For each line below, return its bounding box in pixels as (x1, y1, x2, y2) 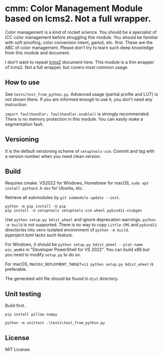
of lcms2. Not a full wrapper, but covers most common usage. (5, 64, 129, 70)
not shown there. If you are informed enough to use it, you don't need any (5, 96, 153, 102)
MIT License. (5, 347, 31, 352)
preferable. (5, 266, 27, 272)
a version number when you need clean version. (5, 153, 101, 159)
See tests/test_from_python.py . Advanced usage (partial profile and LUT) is (5, 91, 158, 97)
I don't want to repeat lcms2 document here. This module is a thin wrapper (5, 59, 154, 65)
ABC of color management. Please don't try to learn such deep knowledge (5, 45, 154, 50)
